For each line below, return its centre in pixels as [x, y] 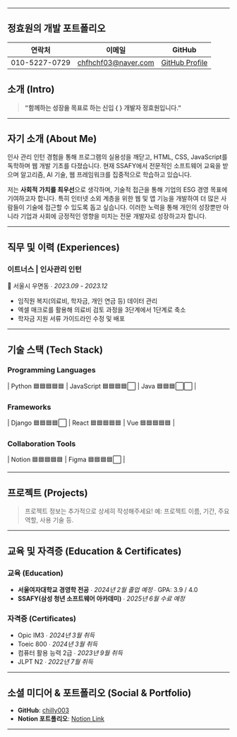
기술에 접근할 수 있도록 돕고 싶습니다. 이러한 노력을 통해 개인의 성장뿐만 [124, 207]
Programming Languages [52, 370]
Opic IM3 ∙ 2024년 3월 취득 [56, 635]
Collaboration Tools [42, 444]
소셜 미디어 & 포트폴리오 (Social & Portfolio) [99, 693]
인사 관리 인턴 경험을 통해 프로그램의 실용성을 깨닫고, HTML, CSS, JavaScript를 [117, 157]
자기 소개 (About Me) [52, 139]
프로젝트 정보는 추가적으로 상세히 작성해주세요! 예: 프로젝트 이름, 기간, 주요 [127, 511]
